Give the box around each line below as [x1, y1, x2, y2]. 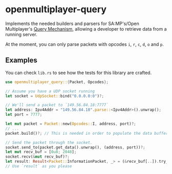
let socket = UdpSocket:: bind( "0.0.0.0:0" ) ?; [5, 93, 104, 98]
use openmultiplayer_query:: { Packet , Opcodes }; [5, 79, 109, 85]
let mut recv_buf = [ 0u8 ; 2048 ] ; [5, 150, 77, 155]
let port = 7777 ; [5, 112, 42, 117]
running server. [5, 31, 37, 37]
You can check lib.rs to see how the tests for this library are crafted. [5, 69, 152, 76]
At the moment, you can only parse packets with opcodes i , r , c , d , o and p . [5, 41, 164, 47]
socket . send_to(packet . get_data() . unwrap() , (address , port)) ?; [5, 144, 145, 150]
